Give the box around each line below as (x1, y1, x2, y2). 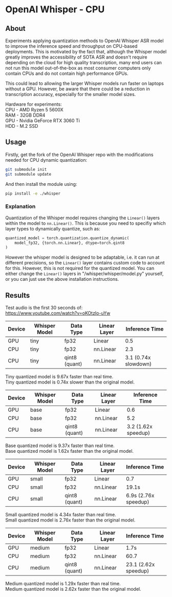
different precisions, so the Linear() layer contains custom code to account (5, 260, 165, 266)
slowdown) (125, 360, 152, 368)
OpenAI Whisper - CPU (5, 4, 105, 15)
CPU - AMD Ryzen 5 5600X (5, 107, 63, 112)
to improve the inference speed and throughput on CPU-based (5, 43, 138, 49)
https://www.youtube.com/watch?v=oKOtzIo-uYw (5, 310, 111, 316)
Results (5, 291, 30, 300)
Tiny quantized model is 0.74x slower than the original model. (5, 379, 135, 386)
